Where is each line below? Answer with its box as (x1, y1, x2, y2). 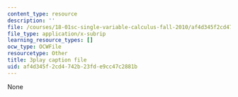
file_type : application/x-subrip (7, 30, 106, 38)
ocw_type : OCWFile (7, 43, 62, 50)
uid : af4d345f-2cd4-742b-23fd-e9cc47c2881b (7, 63, 138, 70)
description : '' (7, 17, 55, 24)
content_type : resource (7, 10, 78, 18)
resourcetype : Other (7, 50, 69, 57)
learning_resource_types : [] (7, 37, 93, 44)
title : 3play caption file (7, 57, 87, 64)
